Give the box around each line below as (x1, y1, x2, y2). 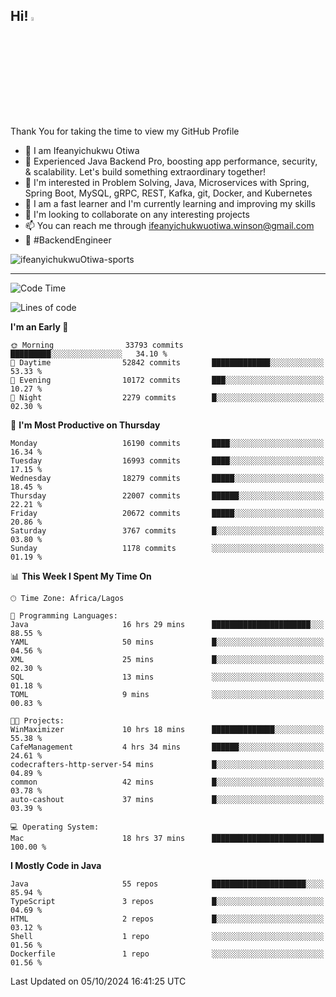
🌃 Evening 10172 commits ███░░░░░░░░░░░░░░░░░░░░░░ (10, 375, 325, 385)
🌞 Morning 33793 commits (10, 340, 184, 350)
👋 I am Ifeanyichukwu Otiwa (24, 144, 140, 156)
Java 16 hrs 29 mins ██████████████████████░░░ (10, 619, 325, 629)
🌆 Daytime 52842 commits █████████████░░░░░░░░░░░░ (10, 357, 325, 368)
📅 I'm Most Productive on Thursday (10, 419, 161, 431)
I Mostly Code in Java (10, 859, 102, 871)
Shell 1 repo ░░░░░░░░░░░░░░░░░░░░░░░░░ (10, 931, 325, 941)
